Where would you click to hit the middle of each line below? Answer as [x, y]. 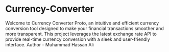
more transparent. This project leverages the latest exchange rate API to [81, 34]
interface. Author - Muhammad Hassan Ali [50, 44]
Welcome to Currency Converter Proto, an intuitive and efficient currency [82, 23]
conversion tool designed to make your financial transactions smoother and [85, 28]
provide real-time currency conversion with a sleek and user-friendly [78, 39]
